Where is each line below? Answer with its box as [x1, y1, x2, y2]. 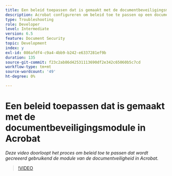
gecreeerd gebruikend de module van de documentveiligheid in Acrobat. [5, 155, 159, 161]
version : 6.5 [5, 31, 33, 36]
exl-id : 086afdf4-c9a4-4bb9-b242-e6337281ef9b [5, 50, 106, 55]
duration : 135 [5, 55, 36, 60]
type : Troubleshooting [5, 17, 54, 22]
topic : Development [5, 41, 47, 46]
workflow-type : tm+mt [5, 64, 52, 69]
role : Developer [5, 21, 40, 27]
